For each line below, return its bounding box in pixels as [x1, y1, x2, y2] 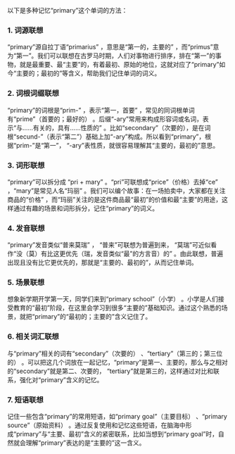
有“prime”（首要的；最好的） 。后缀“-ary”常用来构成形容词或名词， [7, 115, 203, 123]
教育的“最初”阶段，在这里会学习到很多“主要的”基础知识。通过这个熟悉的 [13, 303, 222, 312]
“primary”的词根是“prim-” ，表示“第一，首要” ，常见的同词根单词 [7, 106, 195, 114]
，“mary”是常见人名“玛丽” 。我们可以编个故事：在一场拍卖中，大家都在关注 [7, 186, 227, 195]
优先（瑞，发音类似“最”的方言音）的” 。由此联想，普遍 [65, 249, 224, 258]
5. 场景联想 [7, 277, 45, 287]
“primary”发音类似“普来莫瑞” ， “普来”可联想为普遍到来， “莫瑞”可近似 [7, 241, 211, 249]
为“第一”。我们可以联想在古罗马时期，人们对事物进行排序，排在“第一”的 [7, 51, 216, 60]
